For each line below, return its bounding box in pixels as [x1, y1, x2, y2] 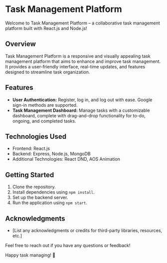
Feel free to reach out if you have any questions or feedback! [5, 243, 131, 248]
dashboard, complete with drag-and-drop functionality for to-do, [12, 112, 146, 118]
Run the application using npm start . [12, 200, 87, 206]
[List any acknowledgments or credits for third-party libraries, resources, [12, 228, 163, 233]
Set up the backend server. [12, 195, 68, 201]
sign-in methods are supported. [12, 102, 78, 108]
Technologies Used [5, 132, 66, 141]
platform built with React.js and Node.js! [5, 25, 87, 31]
